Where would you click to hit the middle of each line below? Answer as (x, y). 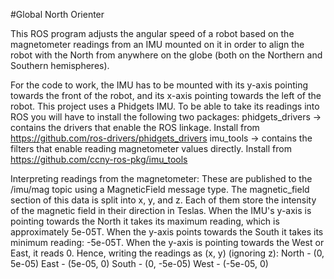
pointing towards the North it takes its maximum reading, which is (145, 221)
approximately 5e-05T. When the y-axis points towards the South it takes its (167, 232)
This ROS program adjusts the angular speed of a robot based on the (152, 33)
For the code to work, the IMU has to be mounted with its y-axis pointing (159, 85)
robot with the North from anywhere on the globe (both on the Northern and (166, 55)
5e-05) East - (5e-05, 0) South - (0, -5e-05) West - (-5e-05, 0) (139, 263)
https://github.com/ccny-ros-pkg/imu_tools (99, 159)
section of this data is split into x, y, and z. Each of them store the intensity (163, 200)
